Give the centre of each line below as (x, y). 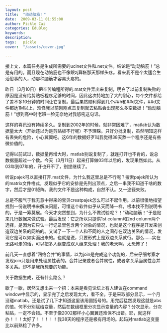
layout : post (19, 10)
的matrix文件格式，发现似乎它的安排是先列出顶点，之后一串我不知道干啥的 (81, 183)
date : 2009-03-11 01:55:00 (34, 19)
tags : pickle (21, 42)
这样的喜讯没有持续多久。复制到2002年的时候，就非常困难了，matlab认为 (81, 125)
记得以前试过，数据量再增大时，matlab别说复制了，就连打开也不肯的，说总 (82, 154)
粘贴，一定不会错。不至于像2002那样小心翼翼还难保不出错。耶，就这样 (78, 313)
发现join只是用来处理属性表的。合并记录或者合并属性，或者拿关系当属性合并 (83, 260)
